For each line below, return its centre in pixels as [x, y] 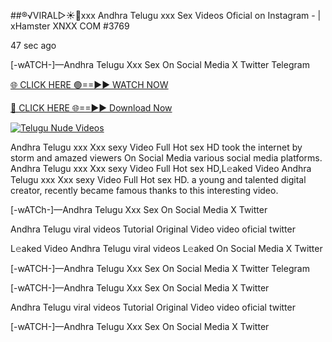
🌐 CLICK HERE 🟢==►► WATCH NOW [89, 84]
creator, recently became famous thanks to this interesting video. [144, 190]
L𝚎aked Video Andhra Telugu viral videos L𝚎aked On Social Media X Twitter [166, 248]
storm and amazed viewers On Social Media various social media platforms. [166, 158]
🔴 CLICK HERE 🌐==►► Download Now [91, 108]
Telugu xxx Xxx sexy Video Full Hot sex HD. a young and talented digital [158, 179]
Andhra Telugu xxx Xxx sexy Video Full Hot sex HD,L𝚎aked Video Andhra [161, 168]
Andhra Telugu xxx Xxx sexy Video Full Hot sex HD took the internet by [156, 147]
